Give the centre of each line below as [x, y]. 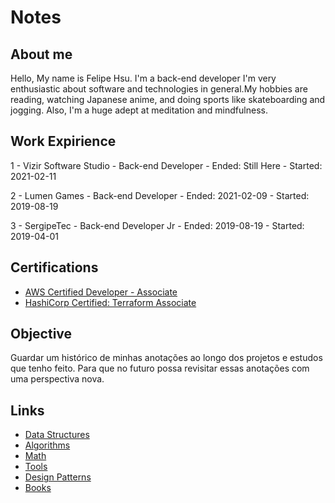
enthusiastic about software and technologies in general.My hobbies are [159, 89]
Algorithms [47, 445]
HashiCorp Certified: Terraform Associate [110, 302]
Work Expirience [63, 141]
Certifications [54, 267]
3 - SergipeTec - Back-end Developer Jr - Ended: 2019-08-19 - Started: [157, 225]
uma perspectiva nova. [57, 379]
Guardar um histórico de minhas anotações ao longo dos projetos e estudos [166, 358]
